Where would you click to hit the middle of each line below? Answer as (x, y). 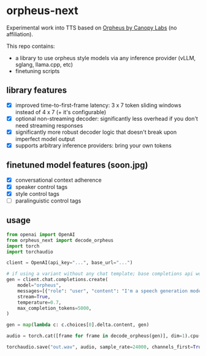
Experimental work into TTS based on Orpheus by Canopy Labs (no (92, 28)
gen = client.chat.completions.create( (57, 280)
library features (37, 91)
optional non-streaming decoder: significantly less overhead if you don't (106, 118)
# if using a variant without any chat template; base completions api (100, 274)
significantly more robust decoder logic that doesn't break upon (96, 132)
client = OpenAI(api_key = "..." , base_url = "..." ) (70, 263)
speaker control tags (41, 187)
